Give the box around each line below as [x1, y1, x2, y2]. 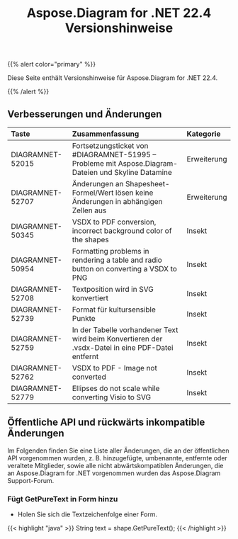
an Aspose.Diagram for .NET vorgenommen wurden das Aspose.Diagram [7, 469, 221, 477]
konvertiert [72, 293, 108, 302]
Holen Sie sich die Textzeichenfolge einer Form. [17, 510, 158, 518]
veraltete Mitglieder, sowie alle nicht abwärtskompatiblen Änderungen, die [7, 461, 224, 470]
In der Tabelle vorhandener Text [72, 325, 178, 334]
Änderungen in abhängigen [72, 197, 163, 206]
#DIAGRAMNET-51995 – [72, 150, 157, 159]
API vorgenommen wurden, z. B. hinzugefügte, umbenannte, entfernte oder [7, 453, 228, 462]
